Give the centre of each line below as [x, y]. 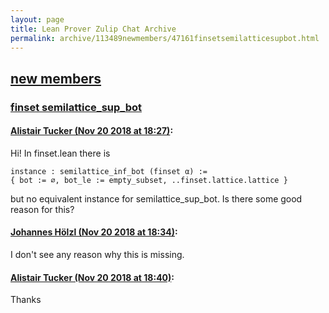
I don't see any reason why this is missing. [97, 255]
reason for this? [42, 209]
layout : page [37, 19]
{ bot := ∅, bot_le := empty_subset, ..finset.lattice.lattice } [149, 180]
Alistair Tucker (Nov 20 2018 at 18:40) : [92, 277]
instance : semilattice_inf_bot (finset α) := [109, 171]
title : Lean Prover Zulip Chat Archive [93, 29]
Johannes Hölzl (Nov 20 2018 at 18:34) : [94, 232]
